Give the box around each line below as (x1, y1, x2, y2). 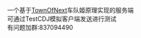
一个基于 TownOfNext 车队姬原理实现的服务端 (7, 6, 134, 14)
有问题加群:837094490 (7, 23, 74, 31)
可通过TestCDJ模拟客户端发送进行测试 (7, 15, 117, 23)
